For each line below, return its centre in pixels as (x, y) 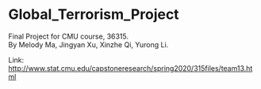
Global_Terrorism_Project (94, 15)
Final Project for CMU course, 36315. (69, 36)
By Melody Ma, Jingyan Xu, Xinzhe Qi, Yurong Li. (88, 44)
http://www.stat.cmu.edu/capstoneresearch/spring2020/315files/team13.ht (130, 68)
